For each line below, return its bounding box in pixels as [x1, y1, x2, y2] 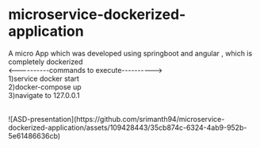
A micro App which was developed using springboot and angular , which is [8, 48, 253, 58]
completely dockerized [8, 57, 83, 66]
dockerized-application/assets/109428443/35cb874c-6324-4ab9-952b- [8, 123, 247, 132]
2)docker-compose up [8, 82, 82, 92]
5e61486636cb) [8, 131, 61, 140]
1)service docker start [8, 74, 79, 83]
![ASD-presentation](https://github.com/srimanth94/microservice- [8, 114, 225, 123]
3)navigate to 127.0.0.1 [8, 90, 80, 100]
